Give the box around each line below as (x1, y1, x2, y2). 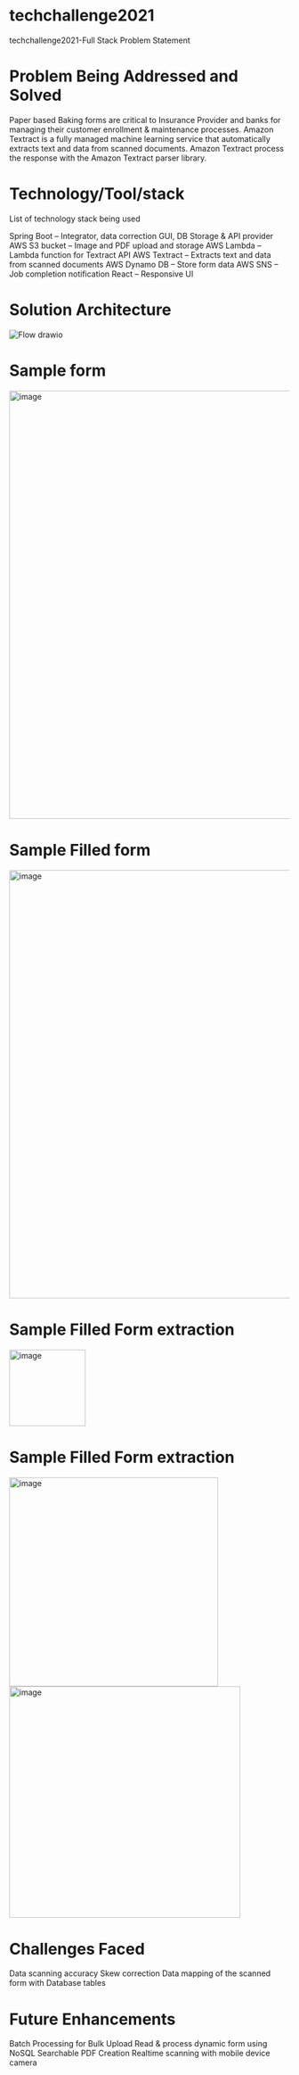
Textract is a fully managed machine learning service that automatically (9, 133, 271, 144)
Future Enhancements (9, 2009, 176, 2030)
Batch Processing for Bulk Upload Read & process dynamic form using (9, 2038, 268, 2049)
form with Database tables (9, 1978, 107, 1988)
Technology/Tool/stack (9, 184, 185, 204)
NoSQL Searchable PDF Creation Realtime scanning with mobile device (9, 2048, 271, 2059)
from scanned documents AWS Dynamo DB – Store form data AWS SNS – (9, 259, 279, 269)
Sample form (9, 360, 107, 380)
